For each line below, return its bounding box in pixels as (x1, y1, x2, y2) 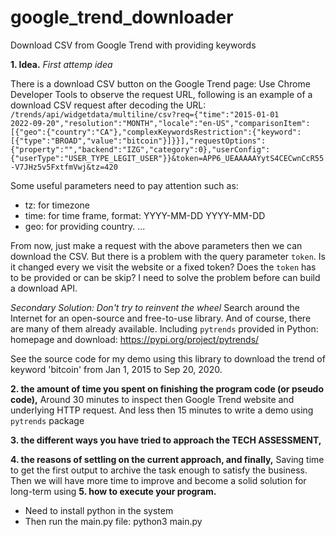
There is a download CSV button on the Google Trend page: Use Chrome (10, 77, 311, 90)
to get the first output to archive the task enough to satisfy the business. (10, 464, 308, 476)
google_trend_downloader (10, 6, 234, 29)
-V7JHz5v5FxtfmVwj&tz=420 (10, 162, 118, 172)
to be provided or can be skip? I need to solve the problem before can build (10, 271, 321, 283)
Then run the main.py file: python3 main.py (24, 515, 203, 527)
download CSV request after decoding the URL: (10, 99, 207, 111)
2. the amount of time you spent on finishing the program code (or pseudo (10, 382, 325, 395)
